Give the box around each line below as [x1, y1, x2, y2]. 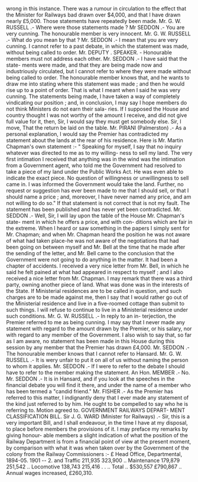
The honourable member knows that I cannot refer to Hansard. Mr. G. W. [6, 350, 182, 357]
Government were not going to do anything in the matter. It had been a [6, 256, 178, 263]
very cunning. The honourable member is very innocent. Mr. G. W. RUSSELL [6, 30, 191, 37]
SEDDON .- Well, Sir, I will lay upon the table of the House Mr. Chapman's [6, 212, 185, 219]
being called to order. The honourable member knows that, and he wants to [6, 74, 190, 81]
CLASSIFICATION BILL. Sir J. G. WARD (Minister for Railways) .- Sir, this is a [6, 413, 190, 420]
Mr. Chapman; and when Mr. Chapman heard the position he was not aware [6, 231, 190, 238]
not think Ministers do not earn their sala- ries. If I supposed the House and [6, 106, 189, 112]
